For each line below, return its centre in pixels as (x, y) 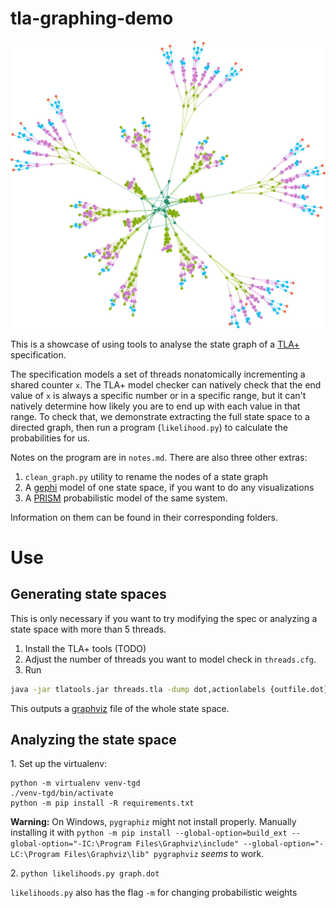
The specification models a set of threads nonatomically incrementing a (158, 374)
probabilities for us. (50, 438)
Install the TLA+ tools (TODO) (85, 648)
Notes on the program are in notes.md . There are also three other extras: (159, 457)
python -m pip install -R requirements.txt (102, 803)
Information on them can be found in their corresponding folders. (144, 517)
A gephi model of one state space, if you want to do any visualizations (169, 487)
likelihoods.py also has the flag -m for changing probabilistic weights (154, 893)
